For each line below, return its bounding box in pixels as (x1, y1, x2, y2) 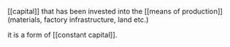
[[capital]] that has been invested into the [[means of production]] (7, 7, 224, 16)
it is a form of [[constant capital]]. (7, 31, 118, 39)
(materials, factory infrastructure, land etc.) (7, 15, 149, 24)
